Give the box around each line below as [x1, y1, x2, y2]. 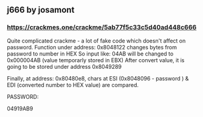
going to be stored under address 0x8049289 [7, 63, 122, 70]
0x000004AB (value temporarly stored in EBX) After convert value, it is [7, 56, 185, 63]
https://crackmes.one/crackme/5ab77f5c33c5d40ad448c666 [7, 23, 197, 32]
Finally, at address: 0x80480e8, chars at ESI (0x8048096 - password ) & [7, 74, 189, 82]
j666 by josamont [7, 5, 75, 15]
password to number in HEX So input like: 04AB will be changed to [7, 50, 174, 57]
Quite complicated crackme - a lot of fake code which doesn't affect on [7, 37, 186, 44]
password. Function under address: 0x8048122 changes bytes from [7, 43, 177, 51]
